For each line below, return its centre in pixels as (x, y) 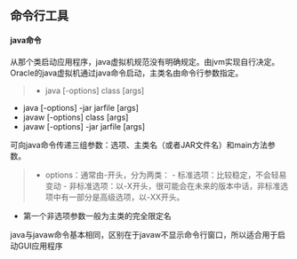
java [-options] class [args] (95, 90)
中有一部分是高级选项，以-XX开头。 (119, 197)
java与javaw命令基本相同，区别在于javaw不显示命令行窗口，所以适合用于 (144, 234)
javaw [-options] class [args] (76, 117)
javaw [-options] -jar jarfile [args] (84, 126)
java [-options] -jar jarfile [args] (80, 107)
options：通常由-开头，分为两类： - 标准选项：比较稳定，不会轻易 (166, 175)
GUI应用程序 (40, 246)
